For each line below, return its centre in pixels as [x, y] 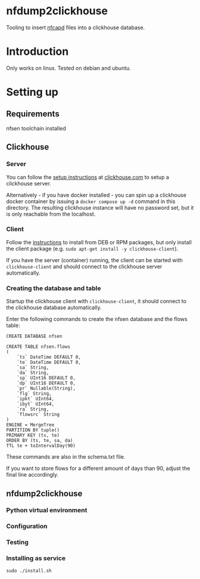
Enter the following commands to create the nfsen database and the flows [97, 319]
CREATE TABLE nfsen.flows [38, 347]
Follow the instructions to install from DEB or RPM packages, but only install [99, 242]
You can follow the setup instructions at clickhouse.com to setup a [88, 177]
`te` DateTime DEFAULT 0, [49, 362]
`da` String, [33, 373]
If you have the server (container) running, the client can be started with [95, 260]
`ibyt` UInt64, [36, 404]
